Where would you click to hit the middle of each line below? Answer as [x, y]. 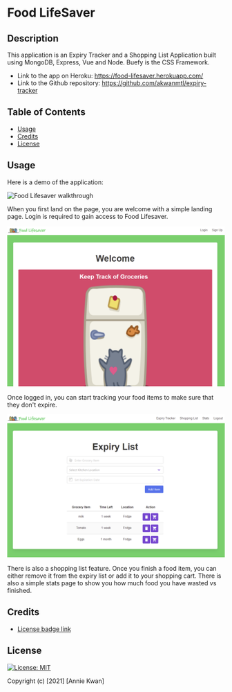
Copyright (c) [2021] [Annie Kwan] [56, 681]
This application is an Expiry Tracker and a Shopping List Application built [112, 55]
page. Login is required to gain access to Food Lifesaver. [88, 216]
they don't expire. [32, 405]
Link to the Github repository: [59, 83]
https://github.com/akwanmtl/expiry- [154, 83]
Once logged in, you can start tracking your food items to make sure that [110, 398]
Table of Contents [47, 112]
